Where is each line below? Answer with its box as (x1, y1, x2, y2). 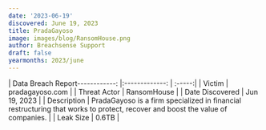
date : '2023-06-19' (8, 11, 74, 20)
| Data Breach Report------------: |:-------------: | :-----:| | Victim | (8, 78, 228, 88)
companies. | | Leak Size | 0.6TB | (8, 112, 120, 122)
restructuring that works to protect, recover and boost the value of (8, 104, 228, 113)
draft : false (8, 49, 52, 57)
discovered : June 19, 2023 (8, 19, 99, 27)
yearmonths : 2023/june (8, 57, 84, 65)
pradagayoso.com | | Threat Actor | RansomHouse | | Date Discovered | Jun (8, 87, 259, 96)
